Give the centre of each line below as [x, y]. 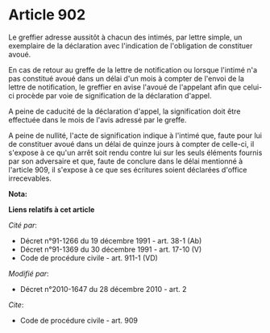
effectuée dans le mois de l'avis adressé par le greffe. [98, 119]
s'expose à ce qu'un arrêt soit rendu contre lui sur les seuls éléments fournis [135, 152]
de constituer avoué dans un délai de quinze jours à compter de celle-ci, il [131, 144]
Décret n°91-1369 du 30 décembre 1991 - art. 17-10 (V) [111, 249]
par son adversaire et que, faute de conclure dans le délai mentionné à [126, 161]
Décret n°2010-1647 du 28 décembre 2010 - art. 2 [103, 289]
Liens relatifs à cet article [52, 209]
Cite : [16, 305]
